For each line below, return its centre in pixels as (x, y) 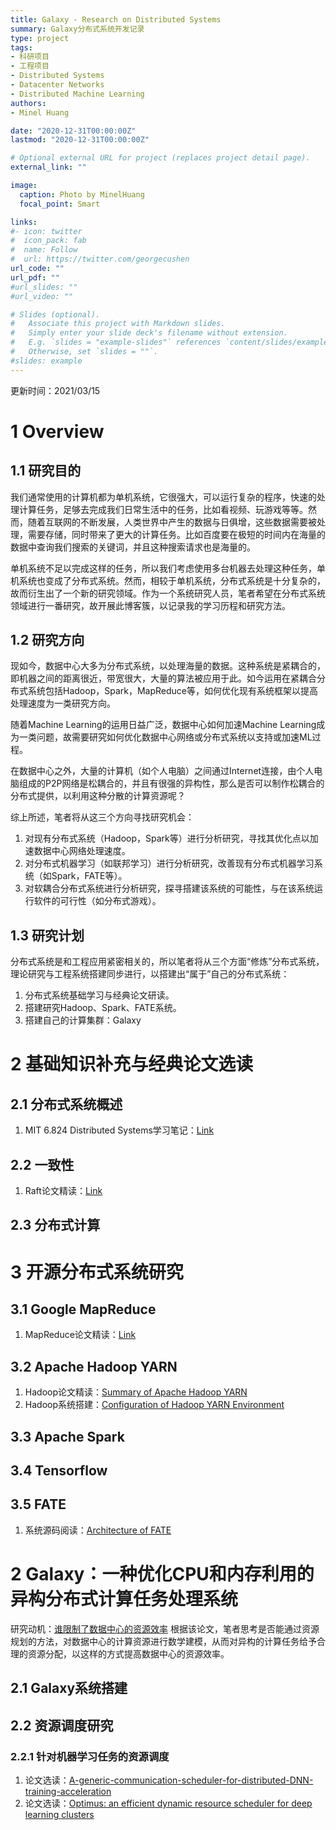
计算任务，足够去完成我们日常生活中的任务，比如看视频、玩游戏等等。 (163, 509)
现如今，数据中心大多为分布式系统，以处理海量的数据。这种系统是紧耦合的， (168, 666)
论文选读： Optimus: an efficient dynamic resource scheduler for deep (168, 1803)
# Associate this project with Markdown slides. (118, 324)
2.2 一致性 (42, 1164)
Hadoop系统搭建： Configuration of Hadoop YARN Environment (154, 1405)
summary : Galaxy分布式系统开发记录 (77, 29)
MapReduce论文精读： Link (80, 1335)
